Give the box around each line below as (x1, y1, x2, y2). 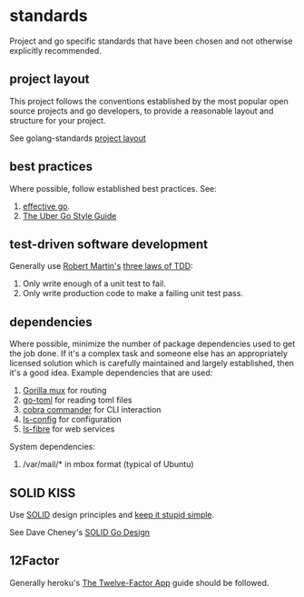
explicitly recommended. (9, 45, 102, 55)
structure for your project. (9, 114, 106, 125)
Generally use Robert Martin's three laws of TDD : (9, 261, 193, 272)
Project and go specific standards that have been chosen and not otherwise (9, 35, 293, 46)
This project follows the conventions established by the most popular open (9, 95, 289, 106)
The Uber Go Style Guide (22, 210, 117, 221)
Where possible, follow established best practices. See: (9, 183, 218, 194)
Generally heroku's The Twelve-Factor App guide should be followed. (9, 577, 270, 588)
